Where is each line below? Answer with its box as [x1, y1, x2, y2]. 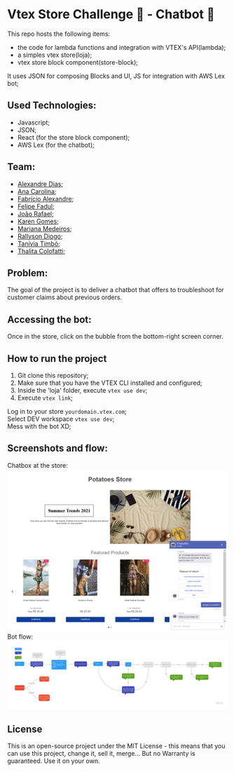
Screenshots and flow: [7, 443, 109, 454]
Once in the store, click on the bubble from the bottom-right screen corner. [7, 332, 224, 341]
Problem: [7, 267, 48, 279]
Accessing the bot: [7, 313, 92, 325]
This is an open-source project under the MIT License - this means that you [7, 742, 226, 750]
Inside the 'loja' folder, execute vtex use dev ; [17, 386, 148, 394]
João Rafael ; [17, 209, 54, 218]
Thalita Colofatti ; [17, 247, 66, 255]
